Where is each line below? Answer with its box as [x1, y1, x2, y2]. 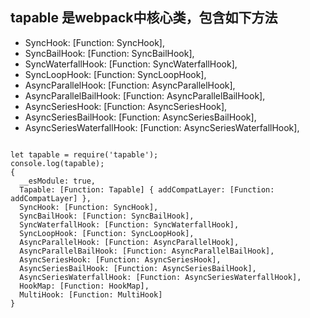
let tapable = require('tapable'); [10, 149, 159, 160]
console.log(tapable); [10, 158, 105, 168]
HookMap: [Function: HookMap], [19, 281, 150, 291]
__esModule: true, [19, 176, 97, 186]
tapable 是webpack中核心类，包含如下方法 [10, 9, 278, 27]
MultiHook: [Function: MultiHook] [19, 289, 163, 300]
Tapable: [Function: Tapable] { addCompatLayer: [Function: [19, 184, 275, 195]
